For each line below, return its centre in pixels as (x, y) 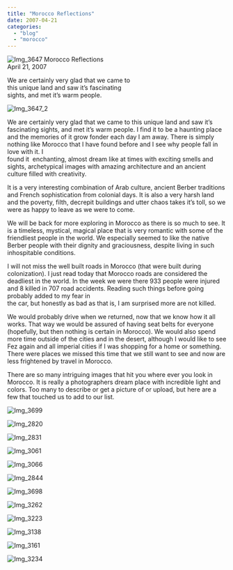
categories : (24, 26)
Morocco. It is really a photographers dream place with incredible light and (114, 382)
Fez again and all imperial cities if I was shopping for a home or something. (114, 346)
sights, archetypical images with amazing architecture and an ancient (107, 167)
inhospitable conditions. (41, 253)
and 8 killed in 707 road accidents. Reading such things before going (105, 288)
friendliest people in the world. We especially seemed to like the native (109, 238)
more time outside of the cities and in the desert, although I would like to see (117, 339)
